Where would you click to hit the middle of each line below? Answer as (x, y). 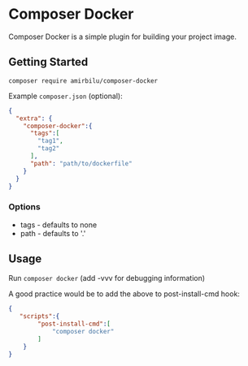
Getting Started (48, 62)
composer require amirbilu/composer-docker (83, 81)
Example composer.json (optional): (66, 96)
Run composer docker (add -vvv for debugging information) (107, 278)
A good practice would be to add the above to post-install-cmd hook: (124, 294)
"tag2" (49, 149)
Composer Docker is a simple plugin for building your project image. (123, 37)
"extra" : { (34, 118)
